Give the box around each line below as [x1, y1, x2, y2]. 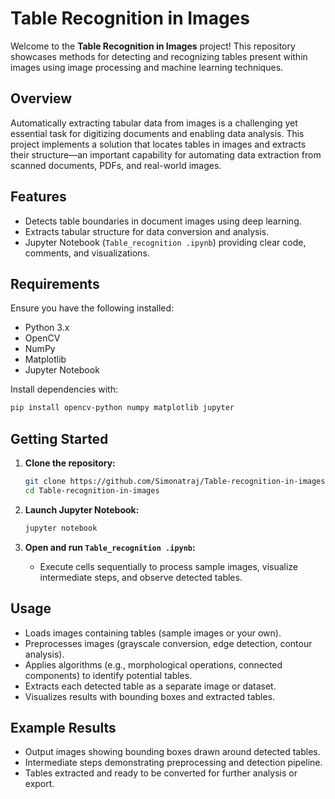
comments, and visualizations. [24, 247, 150, 259]
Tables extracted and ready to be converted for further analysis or [24, 767, 298, 779]
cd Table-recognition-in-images [24, 485, 160, 496]
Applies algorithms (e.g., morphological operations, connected [24, 658, 283, 671]
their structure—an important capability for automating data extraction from [10, 148, 322, 161]
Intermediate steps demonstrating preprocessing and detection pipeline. [24, 757, 323, 769]
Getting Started [10, 430, 109, 447]
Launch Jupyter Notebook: [24, 503, 140, 516]
